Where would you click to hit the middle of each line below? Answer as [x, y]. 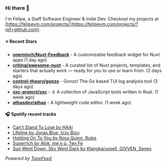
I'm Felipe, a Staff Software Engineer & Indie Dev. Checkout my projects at [82, 19]
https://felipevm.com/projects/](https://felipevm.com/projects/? [72, 24]
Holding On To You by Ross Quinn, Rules [55, 138]
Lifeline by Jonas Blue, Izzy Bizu [46, 132]
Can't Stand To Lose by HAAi [43, 127]
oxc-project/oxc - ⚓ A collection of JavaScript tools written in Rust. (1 [85, 92]
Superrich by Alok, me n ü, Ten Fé [48, 143]
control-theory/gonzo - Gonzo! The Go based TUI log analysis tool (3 [85, 81]
